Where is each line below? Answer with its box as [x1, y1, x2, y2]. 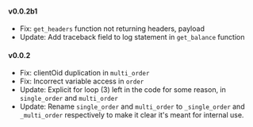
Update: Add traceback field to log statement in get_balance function [19, 33, 245, 42]
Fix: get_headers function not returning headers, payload [19, 24, 205, 33]
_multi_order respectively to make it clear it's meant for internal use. [19, 110, 244, 120]
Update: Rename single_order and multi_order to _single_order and [19, 102, 245, 111]
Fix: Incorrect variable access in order [19, 76, 144, 87]
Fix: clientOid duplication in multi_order [19, 68, 150, 78]
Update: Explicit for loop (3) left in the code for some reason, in [19, 85, 226, 94]
